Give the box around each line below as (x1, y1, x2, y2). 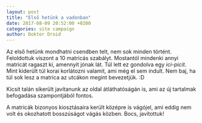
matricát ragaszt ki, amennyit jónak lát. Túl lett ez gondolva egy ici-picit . (6, 61, 187, 68)
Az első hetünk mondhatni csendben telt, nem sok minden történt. (6, 48, 172, 55)
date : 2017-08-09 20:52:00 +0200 (6, 20, 91, 26)
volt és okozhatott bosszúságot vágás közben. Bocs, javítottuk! (6, 110, 164, 118)
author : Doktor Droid (6, 32, 61, 38)
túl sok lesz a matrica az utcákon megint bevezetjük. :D (6, 74, 145, 81)
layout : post (6, 8, 40, 15)
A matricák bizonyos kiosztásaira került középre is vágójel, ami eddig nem (6, 104, 192, 111)
